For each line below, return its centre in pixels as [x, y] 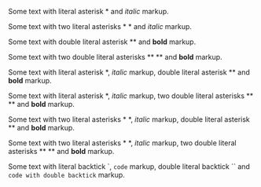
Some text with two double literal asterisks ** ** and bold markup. [115, 57]
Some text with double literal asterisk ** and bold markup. [102, 42]
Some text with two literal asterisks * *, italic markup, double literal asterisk [129, 119]
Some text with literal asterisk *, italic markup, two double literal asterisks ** [131, 96]
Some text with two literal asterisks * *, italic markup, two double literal [123, 143]
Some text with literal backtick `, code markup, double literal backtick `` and [129, 167]
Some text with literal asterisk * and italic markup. [88, 11]
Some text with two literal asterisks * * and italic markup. [100, 26]
